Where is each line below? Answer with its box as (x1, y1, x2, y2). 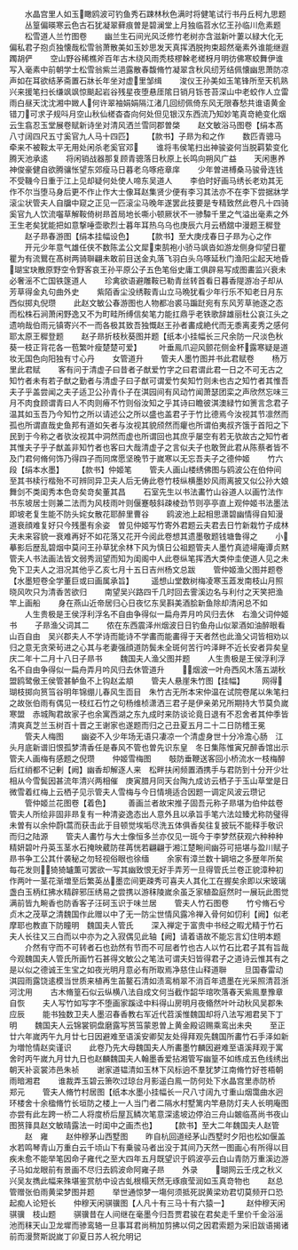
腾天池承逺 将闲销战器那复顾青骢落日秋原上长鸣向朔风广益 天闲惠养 (9, 153, 286, 164)
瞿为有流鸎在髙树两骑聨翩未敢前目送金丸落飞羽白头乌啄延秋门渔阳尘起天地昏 (9, 253, 289, 263)
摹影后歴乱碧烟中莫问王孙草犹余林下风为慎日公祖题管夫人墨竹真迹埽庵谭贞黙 (9, 542, 289, 552)
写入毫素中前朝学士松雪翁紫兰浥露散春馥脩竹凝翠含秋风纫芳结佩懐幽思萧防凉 (9, 64, 289, 75)
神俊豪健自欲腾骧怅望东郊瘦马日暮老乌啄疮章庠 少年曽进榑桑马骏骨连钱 (9, 164, 284, 174)
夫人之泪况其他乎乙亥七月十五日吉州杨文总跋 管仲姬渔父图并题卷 (32, 565, 284, 574)
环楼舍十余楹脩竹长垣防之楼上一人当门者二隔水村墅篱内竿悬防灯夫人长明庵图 (9, 1098, 289, 1108)
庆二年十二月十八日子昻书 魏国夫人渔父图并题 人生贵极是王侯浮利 (9, 653, 278, 663)
